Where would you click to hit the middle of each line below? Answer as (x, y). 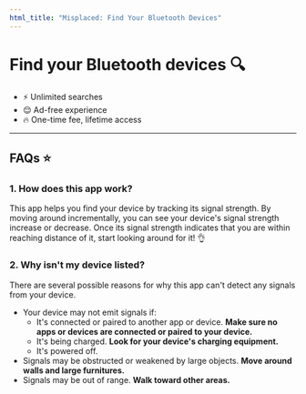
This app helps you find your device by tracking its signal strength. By (140, 208)
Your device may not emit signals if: (89, 312)
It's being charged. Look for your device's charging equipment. (158, 341)
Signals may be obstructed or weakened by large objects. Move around (157, 360)
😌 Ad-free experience (65, 109)
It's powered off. (67, 350)
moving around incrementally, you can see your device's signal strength (144, 218)
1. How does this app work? (71, 188)
